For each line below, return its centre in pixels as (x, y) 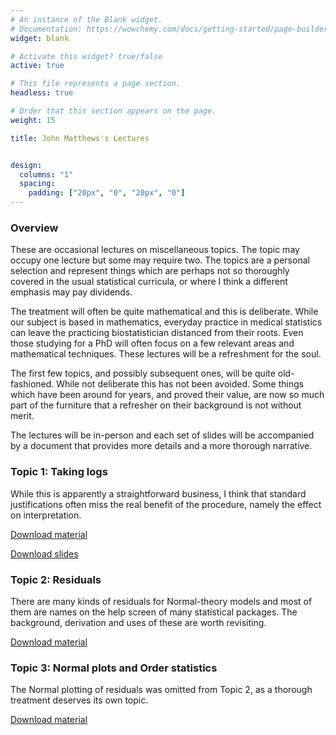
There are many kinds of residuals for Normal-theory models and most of (161, 601)
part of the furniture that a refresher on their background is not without (156, 405)
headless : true (42, 93)
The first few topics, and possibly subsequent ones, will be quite (143, 373)
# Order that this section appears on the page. (113, 111)
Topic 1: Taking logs (59, 472)
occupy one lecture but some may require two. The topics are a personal (160, 260)
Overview (34, 228)
